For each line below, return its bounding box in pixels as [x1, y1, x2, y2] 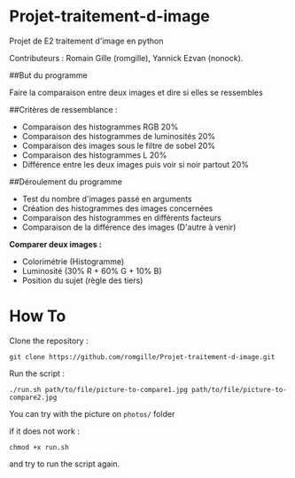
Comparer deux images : [9, 239, 102, 249]
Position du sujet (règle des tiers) [21, 275, 144, 286]
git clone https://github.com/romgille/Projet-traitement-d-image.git [9, 352, 276, 361]
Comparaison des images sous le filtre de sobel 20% [21, 140, 215, 151]
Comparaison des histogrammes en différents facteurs [21, 212, 221, 223]
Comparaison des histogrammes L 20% [21, 149, 167, 161]
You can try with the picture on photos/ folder [9, 408, 175, 419]
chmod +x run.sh [9, 443, 69, 451]
